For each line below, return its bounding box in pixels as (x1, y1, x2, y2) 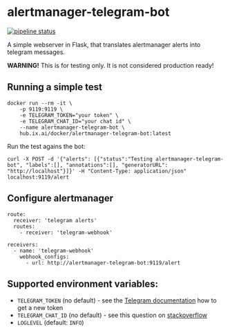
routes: (13, 223, 36, 230)
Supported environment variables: (7, 278, 159, 289)
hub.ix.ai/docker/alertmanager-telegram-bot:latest (19, 129, 171, 137)
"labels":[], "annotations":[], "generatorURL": (25, 161, 169, 168)
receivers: (7, 241, 39, 248)
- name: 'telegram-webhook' (13, 247, 95, 254)
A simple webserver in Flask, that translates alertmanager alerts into (7, 40, 201, 48)
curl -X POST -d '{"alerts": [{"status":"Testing (7, 155, 153, 163)
